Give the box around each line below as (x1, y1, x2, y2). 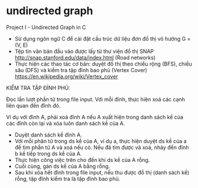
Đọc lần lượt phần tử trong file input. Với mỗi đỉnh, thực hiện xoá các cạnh (6, 96, 185, 103)
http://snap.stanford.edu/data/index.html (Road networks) (14, 54, 156, 61)
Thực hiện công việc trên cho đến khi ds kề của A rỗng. (14, 156, 150, 163)
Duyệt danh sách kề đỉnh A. (14, 131, 82, 138)
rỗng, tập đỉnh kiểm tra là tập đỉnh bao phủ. (14, 175, 121, 182)
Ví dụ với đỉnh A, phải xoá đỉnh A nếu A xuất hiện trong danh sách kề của (6, 114, 184, 121)
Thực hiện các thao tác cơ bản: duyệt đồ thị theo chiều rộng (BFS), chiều (14, 60, 192, 67)
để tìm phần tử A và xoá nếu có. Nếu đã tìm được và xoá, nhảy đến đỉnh (14, 144, 189, 151)
